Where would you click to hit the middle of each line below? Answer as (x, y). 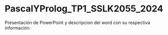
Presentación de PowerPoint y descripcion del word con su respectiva (77, 22)
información (17, 27)
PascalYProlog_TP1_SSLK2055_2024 (84, 9)
